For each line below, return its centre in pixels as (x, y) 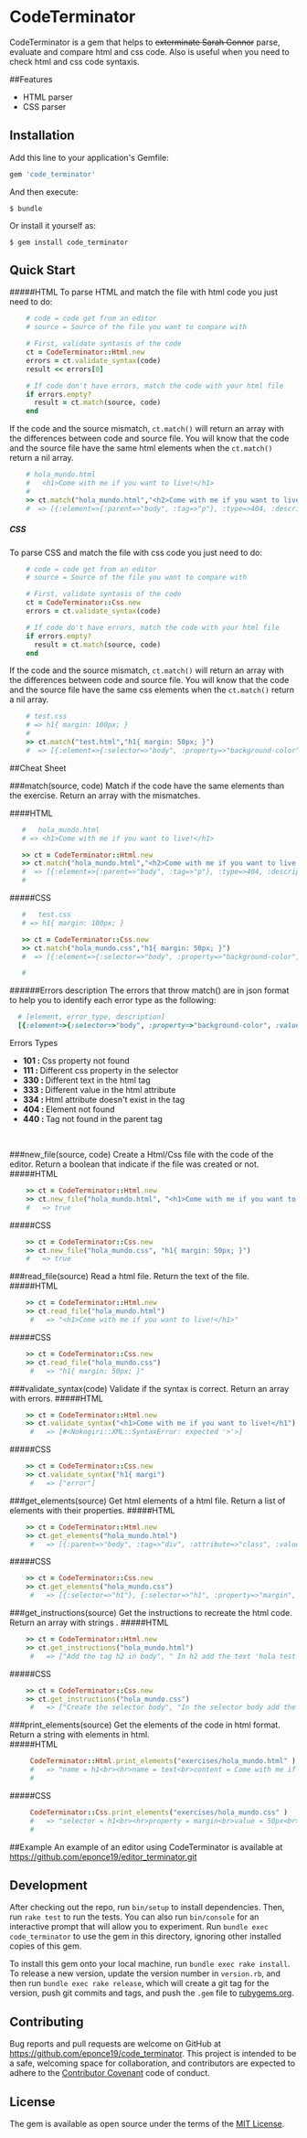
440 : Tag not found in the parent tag (92, 1119)
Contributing (47, 2021)
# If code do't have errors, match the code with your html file (153, 627)
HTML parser (48, 97)
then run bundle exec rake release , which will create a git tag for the (139, 1983)
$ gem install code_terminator (69, 242)
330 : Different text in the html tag (86, 1080)
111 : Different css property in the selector (101, 1071)
